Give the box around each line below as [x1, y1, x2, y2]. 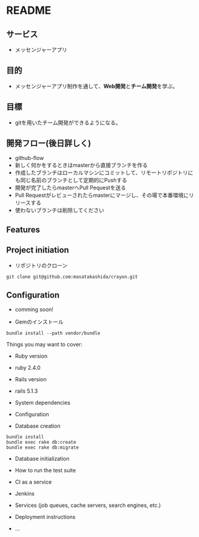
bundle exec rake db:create [6, 440, 77, 446]
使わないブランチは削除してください [14, 207, 104, 214]
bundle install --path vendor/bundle [6, 330, 101, 337]
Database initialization [14, 455, 70, 462]
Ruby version [14, 352, 48, 360]
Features [6, 224, 40, 235]
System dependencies [14, 399, 71, 407]
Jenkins [14, 490, 35, 497]
